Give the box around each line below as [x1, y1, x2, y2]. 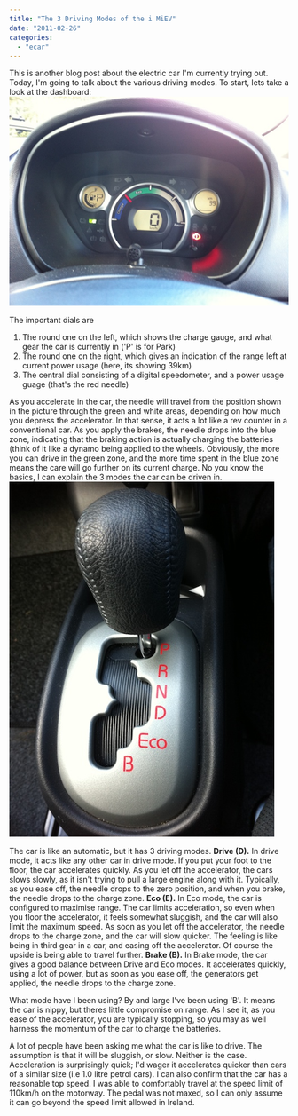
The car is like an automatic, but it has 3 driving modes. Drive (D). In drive [9, 845, 279, 856]
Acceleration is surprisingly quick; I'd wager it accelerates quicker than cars [9, 1059, 286, 1070]
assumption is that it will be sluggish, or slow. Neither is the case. [9, 1049, 247, 1060]
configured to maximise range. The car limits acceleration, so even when [9, 902, 275, 913]
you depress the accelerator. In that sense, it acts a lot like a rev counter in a [9, 415, 288, 425]
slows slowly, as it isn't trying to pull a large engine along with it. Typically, [9, 874, 280, 884]
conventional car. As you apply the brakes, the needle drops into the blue [9, 424, 277, 435]
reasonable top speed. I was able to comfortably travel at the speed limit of [9, 1078, 284, 1088]
